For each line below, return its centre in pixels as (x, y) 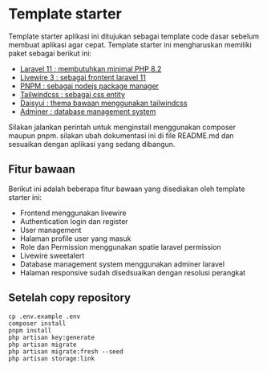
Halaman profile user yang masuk (75, 238)
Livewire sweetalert (52, 255)
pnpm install (30, 330)
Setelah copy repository (69, 298)
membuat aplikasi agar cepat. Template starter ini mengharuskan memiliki (130, 44)
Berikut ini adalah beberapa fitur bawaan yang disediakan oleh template (127, 189)
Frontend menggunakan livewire (73, 213)
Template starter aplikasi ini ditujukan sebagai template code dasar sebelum (133, 36)
